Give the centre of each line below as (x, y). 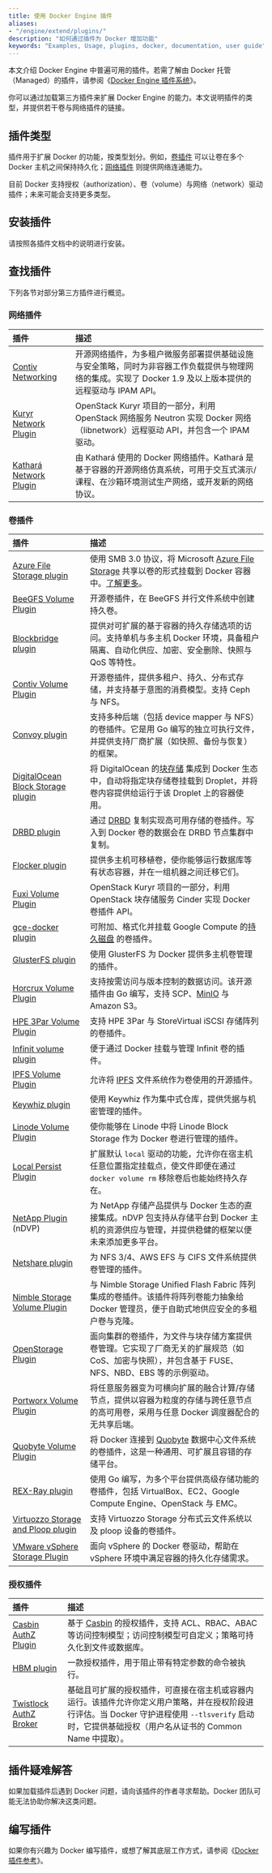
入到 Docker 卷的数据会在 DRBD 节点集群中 (172, 833)
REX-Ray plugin (43, 1491)
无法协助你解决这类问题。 (58, 1802)
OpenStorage (38, 1349)
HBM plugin (35, 1669)
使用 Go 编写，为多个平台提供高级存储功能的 (174, 1479)
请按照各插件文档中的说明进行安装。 (69, 243)
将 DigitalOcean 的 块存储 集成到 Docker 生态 (174, 769)
